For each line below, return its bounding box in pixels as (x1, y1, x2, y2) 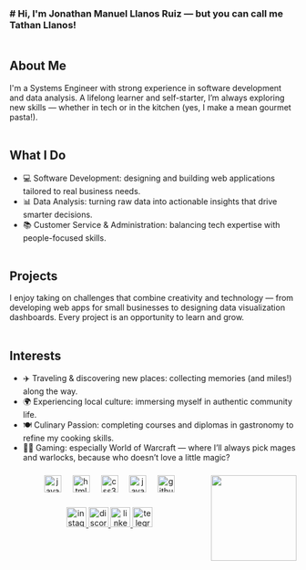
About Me (9, 58, 66, 74)
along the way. (22, 386, 78, 397)
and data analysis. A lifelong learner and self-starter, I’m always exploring (9, 92, 285, 103)
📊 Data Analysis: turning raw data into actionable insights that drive (22, 195, 278, 207)
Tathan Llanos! (9, 18, 77, 31)
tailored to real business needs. (22, 185, 141, 196)
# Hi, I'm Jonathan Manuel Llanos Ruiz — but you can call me (9, 7, 284, 20)
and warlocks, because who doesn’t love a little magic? (22, 452, 230, 463)
